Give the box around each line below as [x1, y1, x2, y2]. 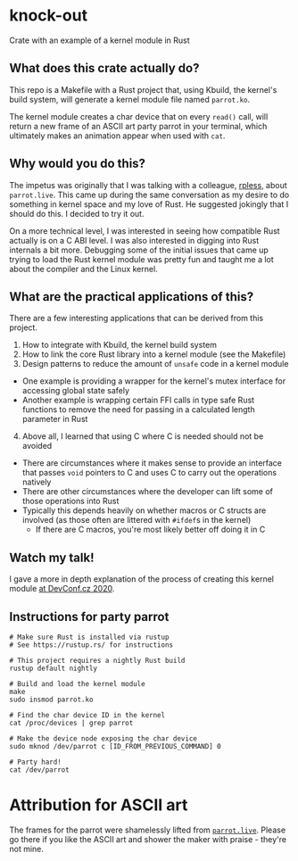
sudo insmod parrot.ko [9, 695, 94, 704]
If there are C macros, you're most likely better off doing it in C [35, 524, 266, 535]
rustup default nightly [9, 664, 98, 673]
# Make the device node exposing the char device [9, 734, 198, 743]
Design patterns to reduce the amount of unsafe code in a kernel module [21, 359, 289, 369]
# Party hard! [9, 758, 62, 766]
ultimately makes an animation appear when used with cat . [9, 130, 226, 141]
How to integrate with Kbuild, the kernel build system [21, 340, 217, 351]
